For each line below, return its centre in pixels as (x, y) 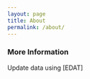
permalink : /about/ (36, 27)
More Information (38, 52)
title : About (27, 21)
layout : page (27, 14)
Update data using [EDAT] (45, 68)
